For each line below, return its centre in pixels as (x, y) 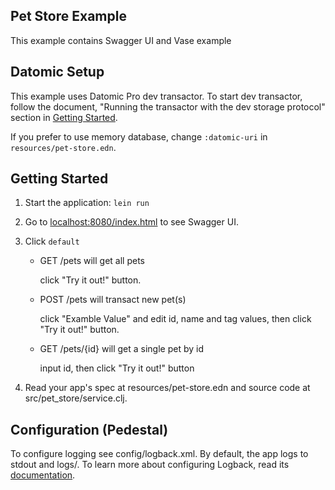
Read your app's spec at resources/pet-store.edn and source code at (167, 388)
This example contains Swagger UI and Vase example (121, 40)
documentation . (43, 475)
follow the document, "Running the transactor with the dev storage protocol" (168, 106)
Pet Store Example (68, 16)
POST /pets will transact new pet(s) (113, 300)
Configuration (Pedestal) (89, 429)
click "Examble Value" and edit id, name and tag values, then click (175, 319)
